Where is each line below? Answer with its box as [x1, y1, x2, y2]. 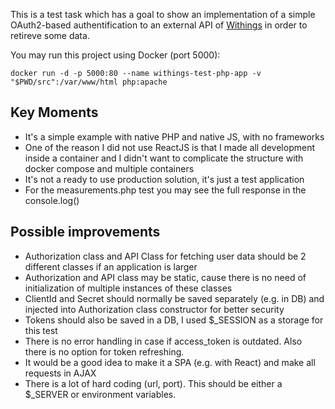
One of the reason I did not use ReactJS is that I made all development [24, 141, 315, 153]
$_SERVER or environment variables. [24, 388, 177, 400]
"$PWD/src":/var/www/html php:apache [10, 77, 168, 87]
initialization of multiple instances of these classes [24, 282, 233, 294]
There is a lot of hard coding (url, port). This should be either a [24, 377, 283, 389]
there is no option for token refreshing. [24, 345, 185, 358]
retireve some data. [10, 30, 90, 41]
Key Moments [10, 104, 99, 121]
